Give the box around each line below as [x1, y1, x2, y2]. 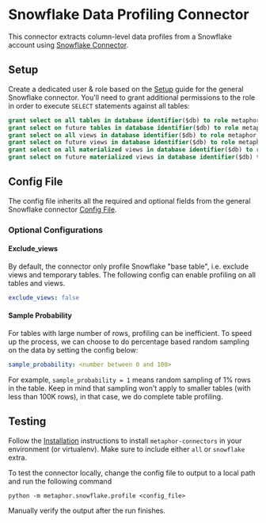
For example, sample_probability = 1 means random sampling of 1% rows [8, 375, 251, 384]
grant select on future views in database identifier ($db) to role [8, 139, 236, 147]
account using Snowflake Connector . [8, 40, 129, 49]
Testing [8, 414, 47, 429]
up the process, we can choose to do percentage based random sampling [8, 337, 249, 346]
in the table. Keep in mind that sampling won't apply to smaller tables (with [8, 383, 251, 393]
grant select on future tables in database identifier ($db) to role [8, 124, 239, 132]
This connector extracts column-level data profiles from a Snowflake [8, 32, 232, 41]
